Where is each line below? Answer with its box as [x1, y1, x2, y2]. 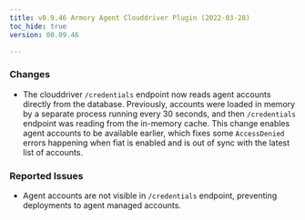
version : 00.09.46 [9, 30, 79, 39]
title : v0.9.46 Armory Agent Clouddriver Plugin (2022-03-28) [9, 13, 250, 23]
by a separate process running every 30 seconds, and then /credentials [22, 108, 296, 119]
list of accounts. [22, 146, 84, 157]
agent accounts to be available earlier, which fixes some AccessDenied [22, 127, 285, 138]
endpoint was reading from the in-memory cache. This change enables [22, 117, 290, 128]
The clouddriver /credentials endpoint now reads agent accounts [22, 88, 271, 100]
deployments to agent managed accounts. [22, 199, 182, 210]
